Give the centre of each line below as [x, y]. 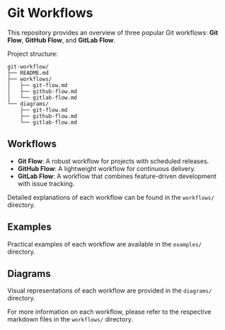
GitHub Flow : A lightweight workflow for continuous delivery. [106, 168]
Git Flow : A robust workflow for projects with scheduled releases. [113, 161]
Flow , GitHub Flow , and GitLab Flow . [62, 40]
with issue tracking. [46, 183]
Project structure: [33, 54]
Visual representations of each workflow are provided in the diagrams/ [110, 290]
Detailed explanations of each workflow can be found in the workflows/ [111, 197]
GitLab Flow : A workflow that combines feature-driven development [117, 176]
